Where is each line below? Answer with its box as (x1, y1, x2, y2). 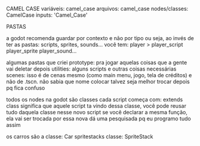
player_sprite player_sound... (6, 47, 77, 54)
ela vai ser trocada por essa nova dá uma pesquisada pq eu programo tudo (6, 115, 191, 122)
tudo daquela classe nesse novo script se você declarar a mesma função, (6, 109, 188, 115)
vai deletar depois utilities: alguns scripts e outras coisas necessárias (6, 65, 177, 72)
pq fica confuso (6, 84, 45, 92)
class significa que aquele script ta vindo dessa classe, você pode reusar (6, 102, 187, 109)
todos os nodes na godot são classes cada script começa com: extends (6, 96, 183, 103)
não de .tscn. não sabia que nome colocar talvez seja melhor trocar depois (6, 78, 190, 85)
